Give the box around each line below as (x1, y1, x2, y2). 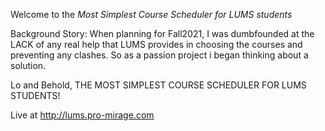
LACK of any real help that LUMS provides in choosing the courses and (10, 39, 303, 50)
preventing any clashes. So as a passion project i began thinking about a (10, 49, 309, 61)
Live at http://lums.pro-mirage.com (10, 109, 155, 121)
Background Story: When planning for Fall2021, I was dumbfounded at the (10, 28, 315, 39)
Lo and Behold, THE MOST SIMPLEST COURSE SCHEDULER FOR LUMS (10, 79, 307, 91)
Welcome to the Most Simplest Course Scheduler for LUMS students (10, 9, 293, 20)
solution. (10, 60, 47, 71)
